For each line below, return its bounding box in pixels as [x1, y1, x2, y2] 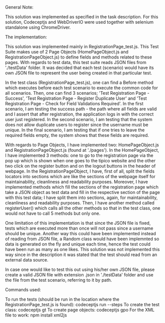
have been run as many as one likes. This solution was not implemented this [5, 247, 160, 252]
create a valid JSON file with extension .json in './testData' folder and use [5, 272, 154, 277]
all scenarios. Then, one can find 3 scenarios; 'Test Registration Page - [5, 90, 150, 96]
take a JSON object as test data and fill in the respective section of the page [5, 190, 160, 195]
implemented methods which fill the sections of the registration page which [5, 184, 159, 190]
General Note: [5, 4, 34, 10]
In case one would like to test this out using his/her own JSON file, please [5, 266, 155, 272]
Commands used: [5, 287, 41, 292]
